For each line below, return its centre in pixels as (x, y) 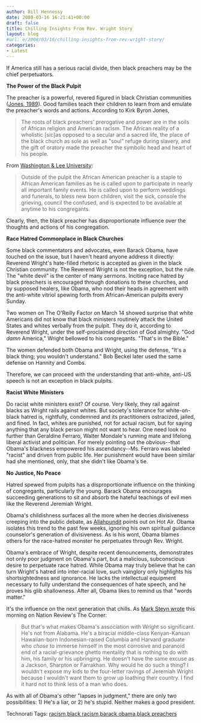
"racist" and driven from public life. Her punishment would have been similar (100, 455)
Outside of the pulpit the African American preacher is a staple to (101, 177)
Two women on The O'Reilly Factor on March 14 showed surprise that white (100, 313)
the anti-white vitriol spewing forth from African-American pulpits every (95, 295)
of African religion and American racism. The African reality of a (100, 128)
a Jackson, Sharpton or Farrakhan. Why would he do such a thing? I (105, 665)
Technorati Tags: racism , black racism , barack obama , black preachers (91, 713)
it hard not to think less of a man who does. (74, 684)
